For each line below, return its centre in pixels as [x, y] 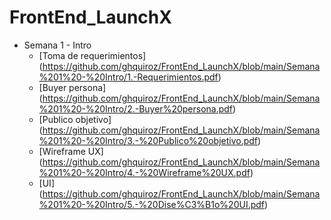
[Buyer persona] [72, 87]
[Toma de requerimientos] [92, 55]
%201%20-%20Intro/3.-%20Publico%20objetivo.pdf [148, 140]
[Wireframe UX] [71, 151]
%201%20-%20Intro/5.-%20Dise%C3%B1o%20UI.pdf [152, 204]
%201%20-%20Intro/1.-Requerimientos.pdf [128, 77]
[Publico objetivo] [75, 119]
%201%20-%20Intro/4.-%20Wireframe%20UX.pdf [144, 172]
